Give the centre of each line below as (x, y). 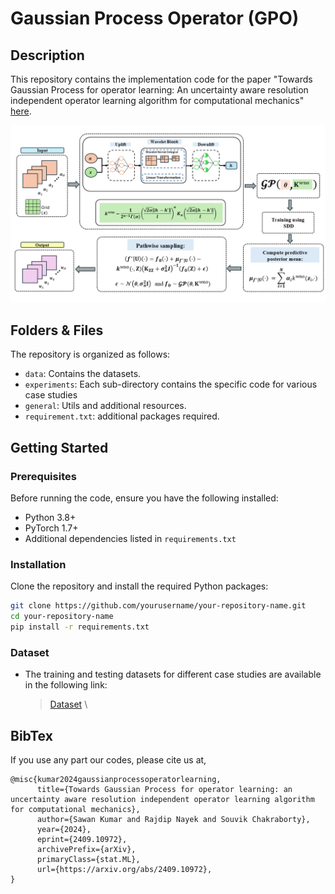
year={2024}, (64, 830)
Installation (38, 564)
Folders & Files (57, 330)
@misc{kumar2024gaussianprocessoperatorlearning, (116, 780)
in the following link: (66, 685)
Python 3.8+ (50, 517)
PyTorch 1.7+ (51, 528)
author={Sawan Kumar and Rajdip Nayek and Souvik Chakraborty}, (173, 820)
